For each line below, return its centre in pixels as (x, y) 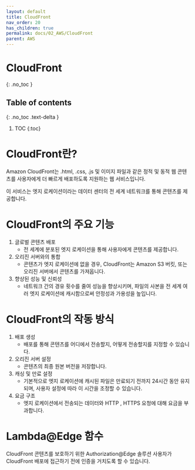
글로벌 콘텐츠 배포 (35, 242)
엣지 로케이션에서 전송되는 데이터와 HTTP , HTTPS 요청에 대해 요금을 (103, 403)
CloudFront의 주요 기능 (60, 224)
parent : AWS (21, 39)
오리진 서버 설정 (33, 359)
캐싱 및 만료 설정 (33, 374)
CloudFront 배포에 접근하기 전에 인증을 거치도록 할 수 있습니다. (78, 461)
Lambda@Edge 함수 (55, 436)
